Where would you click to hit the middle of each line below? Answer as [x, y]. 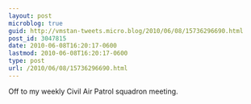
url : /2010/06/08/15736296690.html [68, 69]
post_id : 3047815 [38, 38]
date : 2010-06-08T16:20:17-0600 [63, 46]
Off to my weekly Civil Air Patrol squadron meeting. [94, 91]
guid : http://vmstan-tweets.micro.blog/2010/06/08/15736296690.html [126, 31]
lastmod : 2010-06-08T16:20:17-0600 [68, 53]
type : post [27, 61]
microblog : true [36, 23]
